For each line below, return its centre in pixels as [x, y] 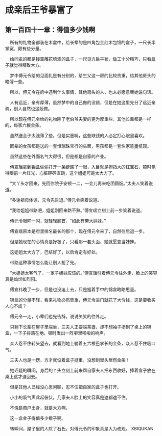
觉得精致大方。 [29, 65]
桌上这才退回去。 [22, 376]
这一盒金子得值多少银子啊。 [38, 418]
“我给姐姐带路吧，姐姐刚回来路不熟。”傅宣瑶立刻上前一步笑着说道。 [77, 210]
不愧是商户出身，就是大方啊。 [40, 408]
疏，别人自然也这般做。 [29, 109]
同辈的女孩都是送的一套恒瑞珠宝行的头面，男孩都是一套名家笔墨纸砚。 [81, 146]
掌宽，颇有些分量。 [24, 49]
